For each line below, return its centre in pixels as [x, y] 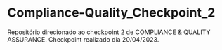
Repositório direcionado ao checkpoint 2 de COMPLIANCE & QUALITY [109, 32]
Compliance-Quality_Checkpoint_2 [111, 13]
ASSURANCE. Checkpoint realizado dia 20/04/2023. [83, 39]
